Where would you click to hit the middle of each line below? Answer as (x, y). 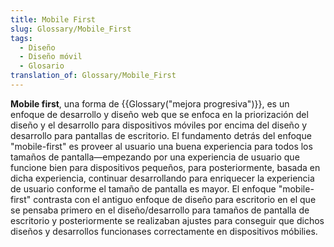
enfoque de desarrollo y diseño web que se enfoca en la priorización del (159, 114)
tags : (21, 38)
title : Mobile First (53, 19)
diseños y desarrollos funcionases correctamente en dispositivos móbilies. (164, 231)
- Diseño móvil (51, 57)
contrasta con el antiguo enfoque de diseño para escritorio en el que (175, 199)
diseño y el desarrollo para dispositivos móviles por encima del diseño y (159, 125)
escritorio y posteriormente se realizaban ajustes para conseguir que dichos (167, 220)
